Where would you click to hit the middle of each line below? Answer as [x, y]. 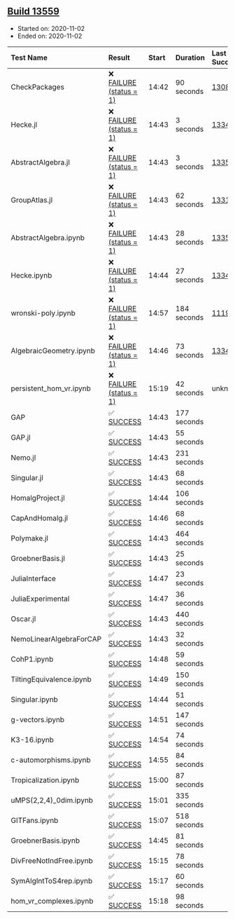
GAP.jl [21, 437]
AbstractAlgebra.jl [40, 162]
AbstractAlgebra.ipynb [48, 238]
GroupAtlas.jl [32, 200]
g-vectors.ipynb [38, 719]
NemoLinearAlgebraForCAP [56, 639]
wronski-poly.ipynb [43, 313]
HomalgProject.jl [38, 498]
